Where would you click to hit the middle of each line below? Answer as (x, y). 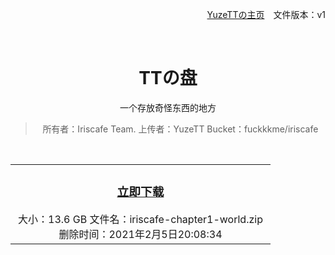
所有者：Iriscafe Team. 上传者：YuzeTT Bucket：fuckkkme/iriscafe (180, 129)
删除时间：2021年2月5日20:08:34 (140, 234)
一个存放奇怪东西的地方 (168, 107)
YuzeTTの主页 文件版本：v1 (266, 14)
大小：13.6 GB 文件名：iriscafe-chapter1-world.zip (140, 219)
